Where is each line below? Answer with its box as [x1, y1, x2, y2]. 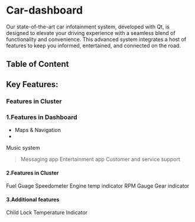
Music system [6, 144, 40, 151]
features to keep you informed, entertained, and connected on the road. [6, 42, 181, 49]
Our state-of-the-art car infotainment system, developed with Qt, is [6, 23, 170, 30]
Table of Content [6, 59, 69, 69]
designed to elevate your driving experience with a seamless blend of [6, 29, 175, 36]
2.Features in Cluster [6, 169, 59, 176]
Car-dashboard [6, 4, 83, 17]
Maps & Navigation [14, 126, 61, 133]
